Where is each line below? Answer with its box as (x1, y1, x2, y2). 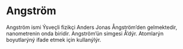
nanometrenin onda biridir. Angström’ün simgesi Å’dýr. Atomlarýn (6, 30, 164, 37)
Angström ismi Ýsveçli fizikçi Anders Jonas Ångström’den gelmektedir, (6, 24, 178, 31)
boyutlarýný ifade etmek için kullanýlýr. (6, 36, 102, 43)
